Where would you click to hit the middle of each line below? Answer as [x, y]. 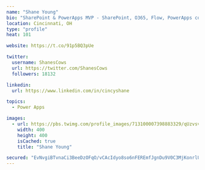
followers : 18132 [34, 74]
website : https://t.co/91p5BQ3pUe [50, 46]
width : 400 [31, 130]
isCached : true [37, 141]
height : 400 [32, 135]
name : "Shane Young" [33, 12]
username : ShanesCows [39, 62]
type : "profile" [27, 29]
